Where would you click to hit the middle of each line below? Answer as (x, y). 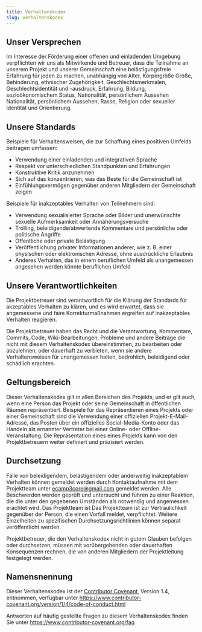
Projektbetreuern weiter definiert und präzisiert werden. (75, 441)
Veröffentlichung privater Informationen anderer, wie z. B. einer (93, 247)
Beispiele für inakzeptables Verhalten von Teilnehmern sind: (81, 204)
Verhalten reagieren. (32, 319)
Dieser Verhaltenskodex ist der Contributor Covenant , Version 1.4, (88, 591)
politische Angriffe (38, 235)
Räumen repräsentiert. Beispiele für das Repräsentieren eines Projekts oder (100, 409)
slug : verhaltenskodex (35, 18)
